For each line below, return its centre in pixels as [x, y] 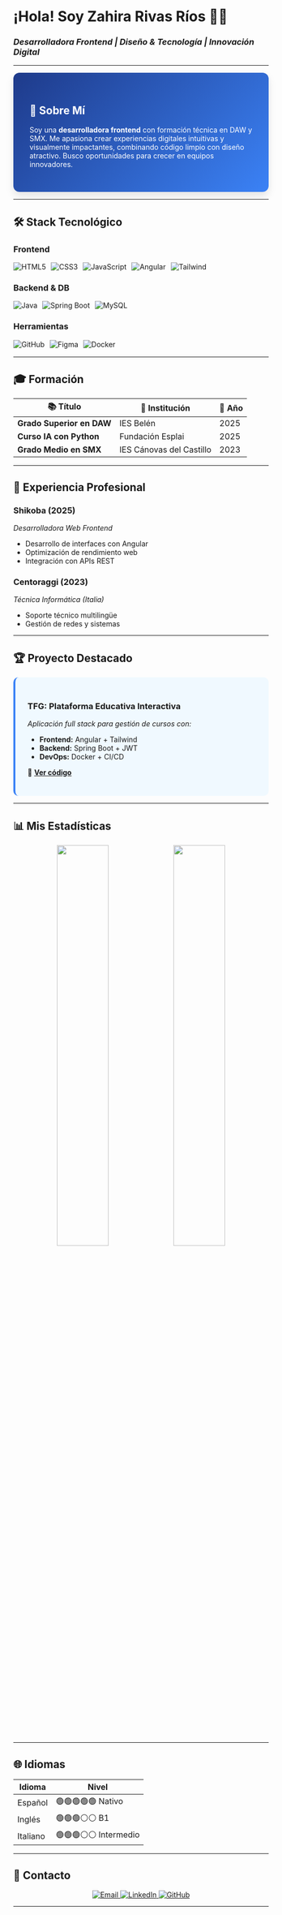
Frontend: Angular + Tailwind [88, 740]
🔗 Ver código [50, 772]
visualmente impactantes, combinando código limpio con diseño [137, 147]
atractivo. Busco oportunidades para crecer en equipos [122, 156]
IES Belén [138, 424]
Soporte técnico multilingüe [71, 615]
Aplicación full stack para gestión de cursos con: [110, 724]
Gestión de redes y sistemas [73, 624]
